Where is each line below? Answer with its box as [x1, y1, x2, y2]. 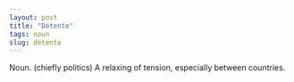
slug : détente [9, 37, 63, 47]
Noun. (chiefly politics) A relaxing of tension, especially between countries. [9, 62, 286, 73]
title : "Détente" [9, 21, 74, 30]
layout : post [9, 12, 58, 22]
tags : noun [9, 29, 50, 38]
